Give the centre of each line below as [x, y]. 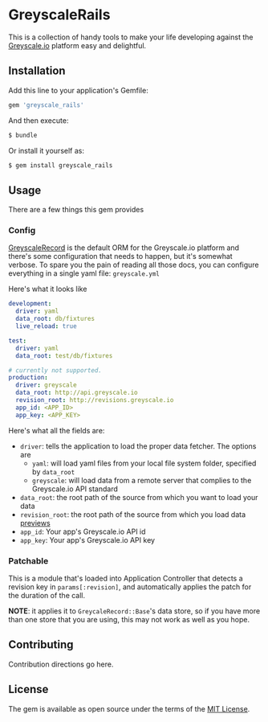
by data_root [53, 471]
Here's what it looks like [48, 289]
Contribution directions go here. [61, 664]
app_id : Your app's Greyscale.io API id [83, 531]
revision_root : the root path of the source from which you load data [133, 514]
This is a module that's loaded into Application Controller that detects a [126, 578]
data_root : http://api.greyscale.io [77, 393]
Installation [37, 71]
